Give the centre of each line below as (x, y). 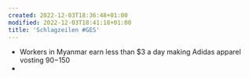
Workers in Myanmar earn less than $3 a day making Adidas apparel (130, 52)
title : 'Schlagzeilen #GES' (54, 30)
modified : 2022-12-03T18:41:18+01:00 (70, 23)
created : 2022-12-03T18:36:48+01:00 (68, 15)
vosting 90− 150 (45, 60)
